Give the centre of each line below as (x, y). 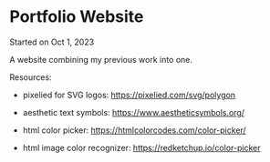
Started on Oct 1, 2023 (52, 42)
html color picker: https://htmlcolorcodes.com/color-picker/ (134, 130)
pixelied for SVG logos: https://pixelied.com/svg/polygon (129, 95)
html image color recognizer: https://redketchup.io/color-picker (141, 147)
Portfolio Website (77, 17)
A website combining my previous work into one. (101, 59)
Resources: (31, 77)
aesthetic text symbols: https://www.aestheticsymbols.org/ (133, 112)
